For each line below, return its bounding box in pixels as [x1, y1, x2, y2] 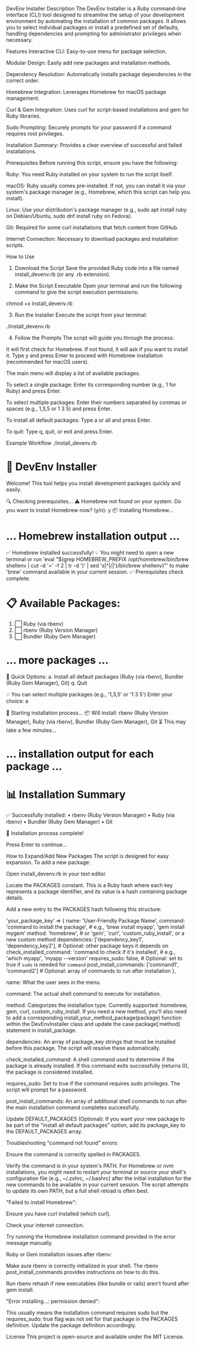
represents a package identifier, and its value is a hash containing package [6, 888, 188, 895]
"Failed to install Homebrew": [6, 1198, 77, 1205]
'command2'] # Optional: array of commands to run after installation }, [6, 967, 176, 974]
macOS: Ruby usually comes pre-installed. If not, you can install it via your [6, 182, 186, 189]
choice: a [6, 697, 29, 705]
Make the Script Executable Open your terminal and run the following [14, 282, 182, 289]
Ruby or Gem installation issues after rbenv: [6, 1250, 112, 1257]
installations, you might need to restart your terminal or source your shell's [6, 1168, 186, 1175]
